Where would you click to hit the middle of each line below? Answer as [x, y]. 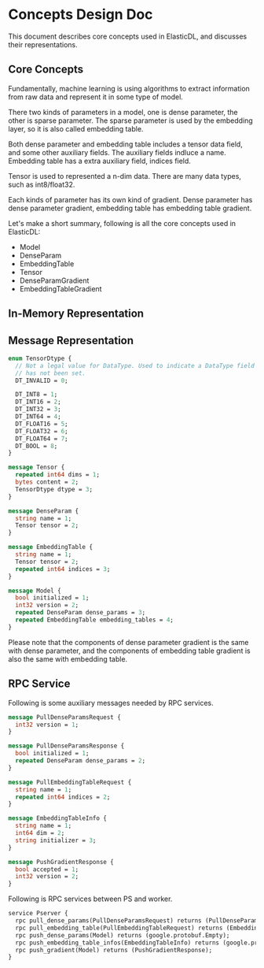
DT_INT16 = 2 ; [38, 402]
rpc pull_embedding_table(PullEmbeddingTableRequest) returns [119, 928]
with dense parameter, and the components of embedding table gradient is [129, 651]
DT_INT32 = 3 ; [38, 410]
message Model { [35, 591]
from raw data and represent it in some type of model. [95, 97]
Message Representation [71, 340]
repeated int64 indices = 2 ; [63, 797]
